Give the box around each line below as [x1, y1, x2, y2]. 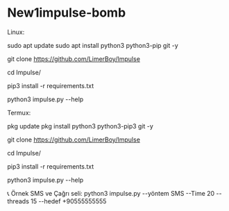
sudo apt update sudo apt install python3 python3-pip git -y [7, 41, 178, 49]
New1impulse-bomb [7, 5, 126, 21]
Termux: [7, 108, 31, 117]
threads [7, 196, 30, 205]
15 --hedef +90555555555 [30, 196, 107, 205]
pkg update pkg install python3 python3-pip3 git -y [7, 121, 154, 130]
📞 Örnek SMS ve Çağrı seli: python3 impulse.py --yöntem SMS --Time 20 [7, 189, 215, 197]
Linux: [7, 28, 25, 36]
